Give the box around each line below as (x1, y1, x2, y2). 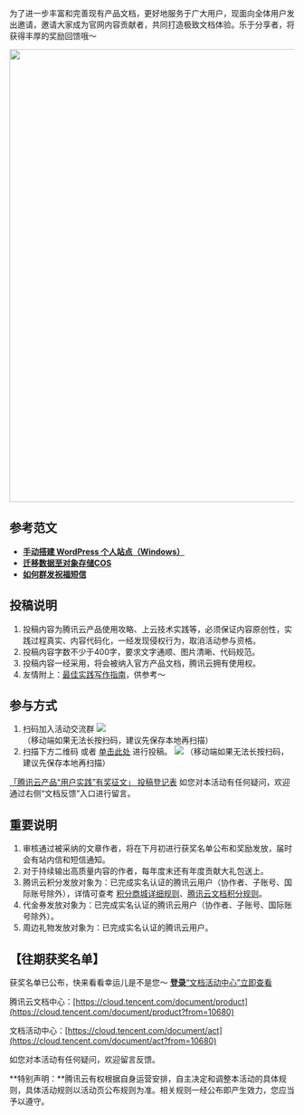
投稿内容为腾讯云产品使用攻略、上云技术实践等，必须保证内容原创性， (22, 623, 285, 634)
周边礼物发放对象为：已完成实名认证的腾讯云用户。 (22, 922, 214, 933)
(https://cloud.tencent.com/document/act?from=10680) (9, 1035, 217, 1046)
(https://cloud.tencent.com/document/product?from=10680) (9, 1006, 235, 1017)
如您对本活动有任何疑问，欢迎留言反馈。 (9, 1054, 160, 1065)
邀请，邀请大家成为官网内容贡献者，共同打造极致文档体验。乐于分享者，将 (16, 19, 295, 30)
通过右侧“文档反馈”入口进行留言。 (9, 788, 136, 799)
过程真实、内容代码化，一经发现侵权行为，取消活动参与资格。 (30, 635, 261, 646)
